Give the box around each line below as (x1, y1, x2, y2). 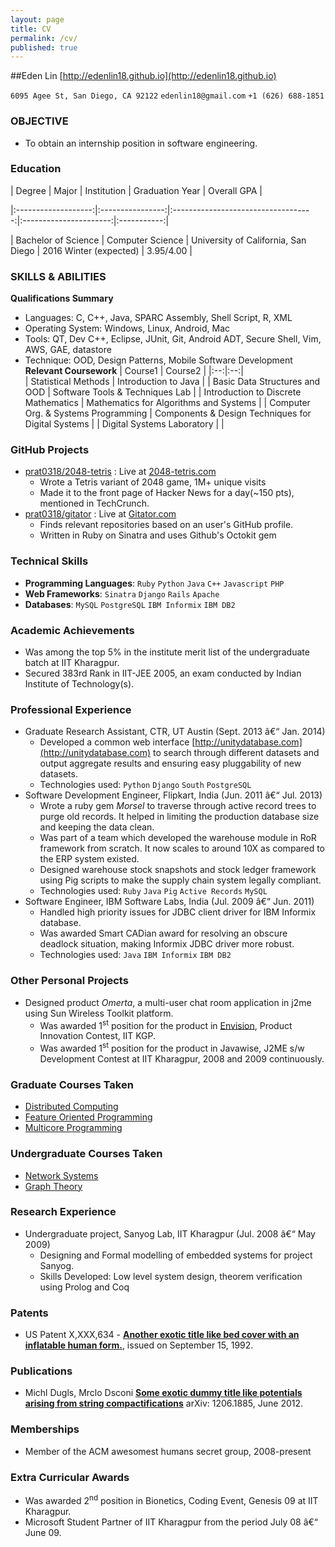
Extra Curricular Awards (10, 1470, 130, 1484)
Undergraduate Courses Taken (10, 1147, 163, 1161)
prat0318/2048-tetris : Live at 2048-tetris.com (24, 466, 217, 478)
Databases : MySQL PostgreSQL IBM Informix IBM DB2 (24, 598, 236, 610)
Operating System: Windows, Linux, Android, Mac (24, 322, 231, 335)
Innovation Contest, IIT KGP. (39, 1030, 157, 1042)
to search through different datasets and (153, 747, 320, 759)
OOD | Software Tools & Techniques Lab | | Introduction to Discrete (24, 386, 302, 398)
